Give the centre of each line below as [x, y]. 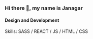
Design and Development [32, 20]
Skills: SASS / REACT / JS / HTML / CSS [46, 31]
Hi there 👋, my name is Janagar [44, 8]
